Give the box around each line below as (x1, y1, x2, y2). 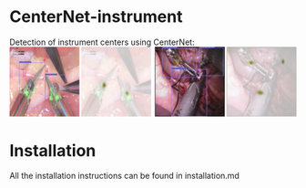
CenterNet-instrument (9, 6, 183, 27)
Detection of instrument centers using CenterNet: (9, 37, 195, 47)
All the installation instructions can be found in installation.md (9, 171, 240, 182)
